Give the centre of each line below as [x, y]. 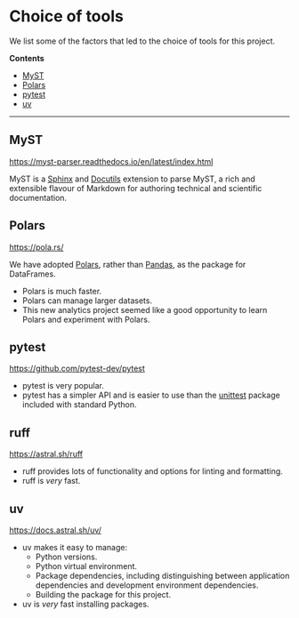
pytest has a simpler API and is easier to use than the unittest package [151, 395]
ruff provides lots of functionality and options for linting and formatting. [152, 471]
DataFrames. [32, 274]
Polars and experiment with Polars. [86, 319]
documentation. [38, 197]
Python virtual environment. [86, 566]
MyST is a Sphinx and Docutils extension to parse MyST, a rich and [132, 179]
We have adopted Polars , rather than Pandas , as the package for [128, 264]
